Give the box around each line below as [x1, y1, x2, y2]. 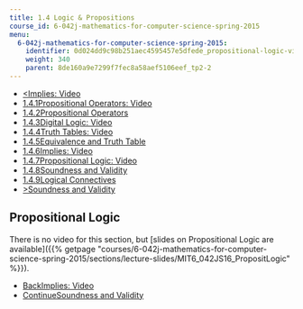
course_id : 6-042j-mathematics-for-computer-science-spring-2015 [9, 22, 260, 31]
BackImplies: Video [22, 280, 95, 291]
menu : [9, 30, 30, 39]
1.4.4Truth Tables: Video [22, 126, 114, 137]
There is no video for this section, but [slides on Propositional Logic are [9, 233, 274, 244]
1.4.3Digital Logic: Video [22, 116, 113, 127]
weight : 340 [25, 55, 70, 64]
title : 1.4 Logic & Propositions [9, 13, 135, 23]
